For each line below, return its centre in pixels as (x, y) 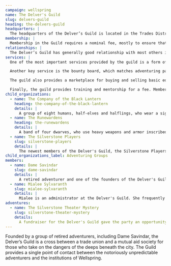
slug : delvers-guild (27, 19)
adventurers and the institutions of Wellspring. (54, 258)
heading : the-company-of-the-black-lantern (61, 104)
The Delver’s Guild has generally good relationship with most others (86, 52)
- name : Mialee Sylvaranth (38, 184)
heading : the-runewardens (42, 123)
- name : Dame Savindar (34, 165)
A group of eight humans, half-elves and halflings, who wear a (88, 113)
